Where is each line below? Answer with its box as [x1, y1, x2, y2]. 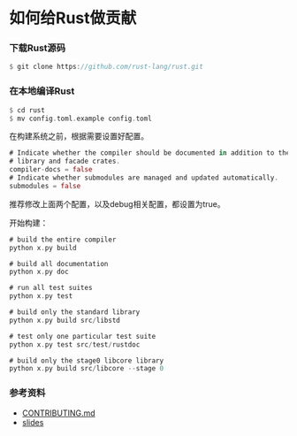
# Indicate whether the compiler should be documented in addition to [9, 149, 275, 157]
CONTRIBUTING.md [21, 408, 95, 418]
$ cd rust [9, 105, 46, 115]
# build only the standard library [9, 308, 141, 317]
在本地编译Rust [9, 85, 75, 97]
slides [21, 417, 44, 427]
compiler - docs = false [9, 165, 93, 174]
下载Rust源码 [9, 42, 66, 54]
